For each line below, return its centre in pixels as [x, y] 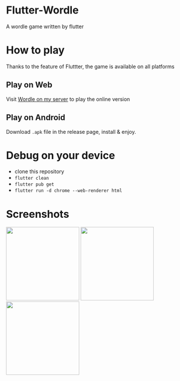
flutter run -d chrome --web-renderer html [68, 191]
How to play [35, 50]
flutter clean [32, 178]
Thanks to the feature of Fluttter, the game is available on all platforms [90, 66]
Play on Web [29, 85]
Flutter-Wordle [42, 10]
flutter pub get [34, 185]
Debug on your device [60, 155]
